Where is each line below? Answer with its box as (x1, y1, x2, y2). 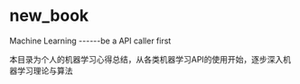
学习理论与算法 (16, 65, 73, 76)
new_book (9, 5, 89, 26)
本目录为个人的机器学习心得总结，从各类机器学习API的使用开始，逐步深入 (9, 53, 284, 64)
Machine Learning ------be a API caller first (9, 35, 172, 46)
